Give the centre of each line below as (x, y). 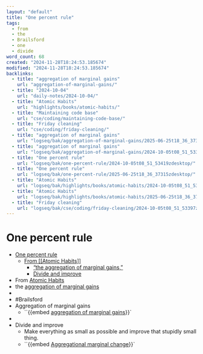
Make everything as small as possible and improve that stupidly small (110, 332)
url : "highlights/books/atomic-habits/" (69, 107)
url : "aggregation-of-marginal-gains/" (67, 85)
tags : (13, 23)
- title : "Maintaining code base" (55, 113)
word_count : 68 (25, 57)
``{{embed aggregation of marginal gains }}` (78, 312)
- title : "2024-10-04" (40, 90)
